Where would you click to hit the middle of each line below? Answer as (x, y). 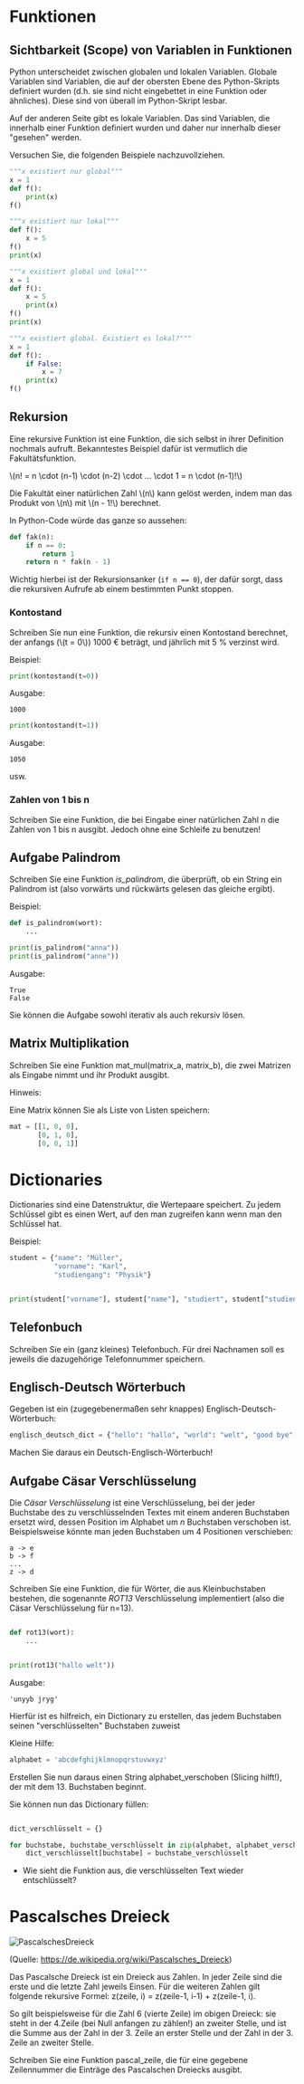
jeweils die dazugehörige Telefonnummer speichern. (107, 1359)
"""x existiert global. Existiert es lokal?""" (101, 338)
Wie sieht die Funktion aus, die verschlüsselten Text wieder (133, 1870)
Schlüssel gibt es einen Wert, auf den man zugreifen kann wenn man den (146, 1214)
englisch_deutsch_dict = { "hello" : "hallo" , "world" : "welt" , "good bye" (152, 1435)
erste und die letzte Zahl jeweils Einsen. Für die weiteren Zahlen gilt (135, 1987)
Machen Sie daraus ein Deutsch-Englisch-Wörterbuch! (111, 1453)
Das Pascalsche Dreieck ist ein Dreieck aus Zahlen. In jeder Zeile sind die (146, 1977)
